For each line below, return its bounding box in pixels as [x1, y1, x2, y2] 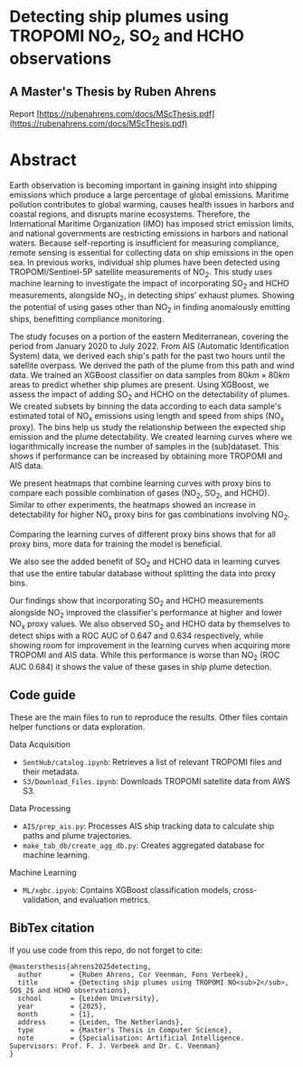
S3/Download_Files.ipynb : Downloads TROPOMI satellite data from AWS [22, 775, 291, 786]
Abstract [9, 150, 77, 170]
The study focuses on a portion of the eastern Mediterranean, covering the [9, 331, 289, 342]
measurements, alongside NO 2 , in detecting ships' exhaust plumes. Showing [9, 290, 295, 303]
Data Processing [9, 802, 71, 813]
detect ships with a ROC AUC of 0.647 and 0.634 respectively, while [9, 630, 264, 641]
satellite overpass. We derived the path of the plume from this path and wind [9, 360, 295, 371]
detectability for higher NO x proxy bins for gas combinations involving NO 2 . [9, 509, 291, 522]
